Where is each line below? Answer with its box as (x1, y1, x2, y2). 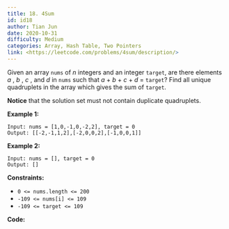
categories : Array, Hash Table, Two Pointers (7, 42, 141, 49)
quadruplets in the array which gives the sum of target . (7, 83, 167, 91)
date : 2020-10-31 (7, 29, 58, 37)
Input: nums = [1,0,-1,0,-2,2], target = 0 (7, 123, 136, 130)
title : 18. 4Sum (7, 10, 54, 17)
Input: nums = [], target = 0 (7, 155, 95, 162)
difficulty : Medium (7, 36, 64, 43)
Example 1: (7, 109, 40, 118)
